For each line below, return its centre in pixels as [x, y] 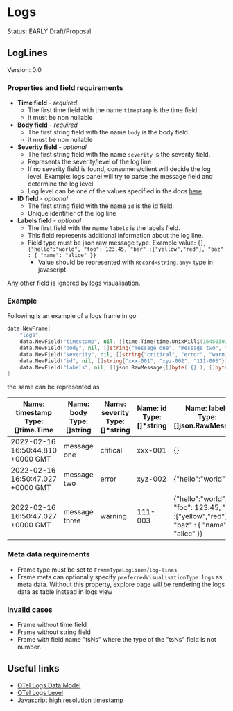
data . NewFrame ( [29, 329]
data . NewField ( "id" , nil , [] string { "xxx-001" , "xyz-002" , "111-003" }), [125, 361]
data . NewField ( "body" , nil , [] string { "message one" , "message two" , [121, 348]
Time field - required [47, 103]
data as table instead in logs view [65, 591]
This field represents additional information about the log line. [115, 236]
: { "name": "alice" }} [62, 256]
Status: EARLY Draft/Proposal [49, 31]
